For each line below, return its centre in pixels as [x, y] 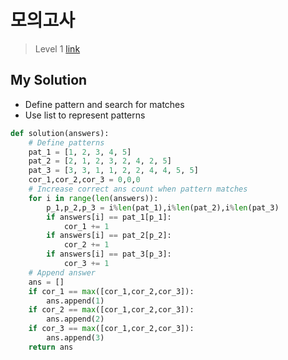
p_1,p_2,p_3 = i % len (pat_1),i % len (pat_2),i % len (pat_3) [163, 207]
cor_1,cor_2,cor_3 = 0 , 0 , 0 [84, 180]
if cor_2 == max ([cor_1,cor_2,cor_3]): [111, 310]
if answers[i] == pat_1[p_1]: [109, 217]
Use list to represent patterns [85, 115]
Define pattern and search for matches [104, 104]
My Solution [49, 80]
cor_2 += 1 [86, 245]
